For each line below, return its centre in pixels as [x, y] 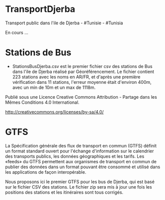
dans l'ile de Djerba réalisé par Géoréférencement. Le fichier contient [83, 71]
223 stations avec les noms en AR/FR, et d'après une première [76, 77]
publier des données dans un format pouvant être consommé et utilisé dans [83, 167]
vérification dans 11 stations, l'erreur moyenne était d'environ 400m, [82, 82]
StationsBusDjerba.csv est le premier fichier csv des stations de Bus [82, 66]
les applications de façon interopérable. [46, 172]
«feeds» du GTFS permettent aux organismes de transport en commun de [81, 161]
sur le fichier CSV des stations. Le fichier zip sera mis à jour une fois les [79, 187]
